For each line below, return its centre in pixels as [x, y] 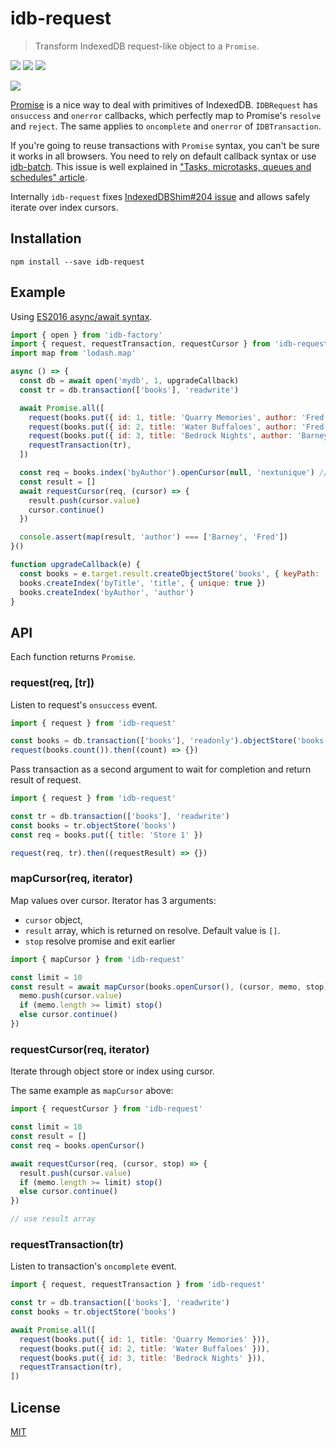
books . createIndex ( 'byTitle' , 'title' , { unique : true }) [143, 583]
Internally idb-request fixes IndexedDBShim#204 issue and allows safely [160, 196]
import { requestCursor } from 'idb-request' [106, 1109]
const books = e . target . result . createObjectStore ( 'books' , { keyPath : [169, 573]
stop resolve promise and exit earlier [100, 941]
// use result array [53, 1219]
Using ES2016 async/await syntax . [81, 316]
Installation [46, 238]
